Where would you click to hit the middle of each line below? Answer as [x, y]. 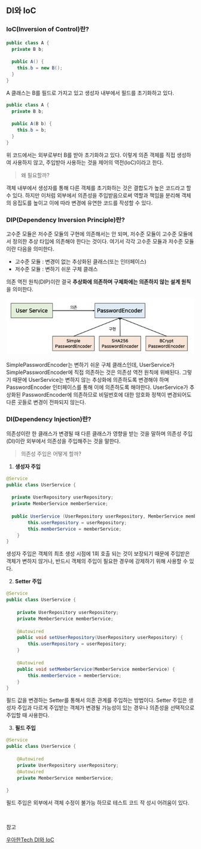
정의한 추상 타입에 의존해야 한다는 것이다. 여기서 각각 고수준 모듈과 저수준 [98, 242]
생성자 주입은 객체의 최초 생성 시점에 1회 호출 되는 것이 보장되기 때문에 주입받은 [98, 554]
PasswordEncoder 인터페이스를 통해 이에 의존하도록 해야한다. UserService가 [97, 387]
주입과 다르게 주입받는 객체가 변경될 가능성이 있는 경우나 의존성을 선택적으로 [106, 708]
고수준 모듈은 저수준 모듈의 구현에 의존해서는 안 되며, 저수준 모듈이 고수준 [92, 234]
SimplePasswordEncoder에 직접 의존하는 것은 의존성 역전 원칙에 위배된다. [94, 372]
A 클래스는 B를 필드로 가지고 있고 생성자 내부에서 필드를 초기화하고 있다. [90, 93]
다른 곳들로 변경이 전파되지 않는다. [46, 402]
